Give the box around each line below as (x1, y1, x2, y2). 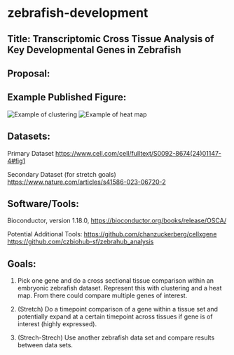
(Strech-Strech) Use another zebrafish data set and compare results (17, 333, 215, 342)
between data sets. (17, 341, 74, 349)
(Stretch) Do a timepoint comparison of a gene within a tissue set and (17, 305, 219, 314)
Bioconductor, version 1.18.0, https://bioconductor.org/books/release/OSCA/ (7, 216, 226, 225)
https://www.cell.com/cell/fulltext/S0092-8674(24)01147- (55, 149, 222, 157)
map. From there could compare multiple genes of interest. (17, 291, 188, 300)
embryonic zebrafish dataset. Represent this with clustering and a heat (17, 284, 222, 293)
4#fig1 (7, 156, 26, 165)
